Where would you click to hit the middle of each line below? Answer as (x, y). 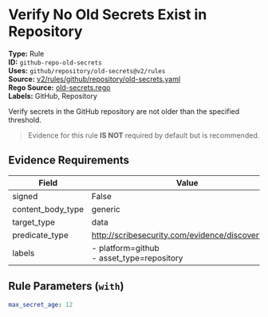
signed (25, 196)
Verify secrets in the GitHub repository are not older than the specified (124, 111)
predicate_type (41, 235)
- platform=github (125, 248)
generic (106, 209)
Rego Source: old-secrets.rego (59, 87)
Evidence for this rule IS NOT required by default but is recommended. (144, 135)
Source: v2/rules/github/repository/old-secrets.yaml (95, 79)
